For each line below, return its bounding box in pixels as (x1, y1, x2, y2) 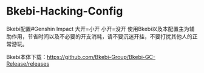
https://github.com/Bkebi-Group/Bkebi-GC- (46, 53, 156, 60)
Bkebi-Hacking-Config (6, 4, 123, 18)
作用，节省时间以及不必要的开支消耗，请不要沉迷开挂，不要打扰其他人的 (11, 32, 192, 40)
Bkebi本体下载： (6, 53, 47, 60)
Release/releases (6, 60, 50, 68)
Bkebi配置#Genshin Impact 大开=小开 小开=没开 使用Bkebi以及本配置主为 (6, 25, 189, 32)
